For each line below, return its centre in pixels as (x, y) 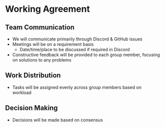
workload (22, 93)
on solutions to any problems (42, 60)
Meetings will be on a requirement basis (53, 44)
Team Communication (40, 27)
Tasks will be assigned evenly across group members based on (77, 87)
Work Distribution (33, 76)
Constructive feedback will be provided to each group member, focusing (86, 55)
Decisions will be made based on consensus (58, 120)
